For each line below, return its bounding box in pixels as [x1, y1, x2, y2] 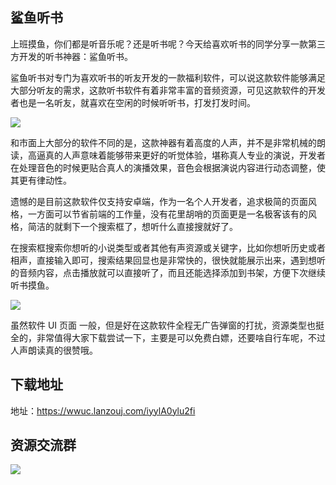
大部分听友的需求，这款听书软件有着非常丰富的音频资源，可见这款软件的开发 [10, 84, 326, 96]
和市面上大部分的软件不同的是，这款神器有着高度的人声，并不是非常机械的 [10, 136, 317, 148]
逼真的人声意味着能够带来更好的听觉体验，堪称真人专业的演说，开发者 [36, 149, 326, 161]
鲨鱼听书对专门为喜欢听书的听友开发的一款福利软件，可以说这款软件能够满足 [10, 71, 326, 83]
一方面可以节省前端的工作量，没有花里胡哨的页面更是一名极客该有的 [27, 208, 308, 220]
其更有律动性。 [10, 174, 72, 186]
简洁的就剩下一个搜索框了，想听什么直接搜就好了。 [27, 220, 238, 232]
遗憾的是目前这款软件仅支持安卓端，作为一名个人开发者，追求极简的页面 [10, 195, 308, 207]
